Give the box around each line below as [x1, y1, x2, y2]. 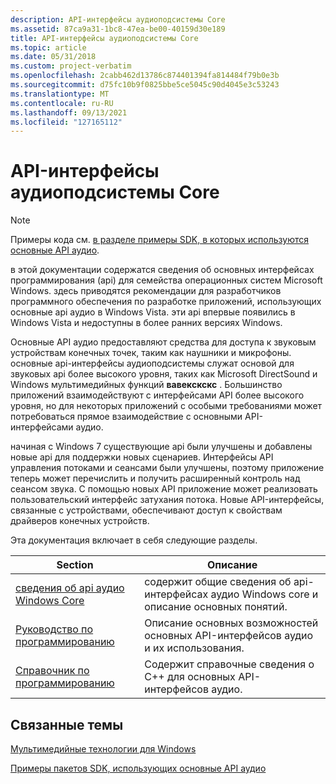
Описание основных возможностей [144, 616, 319, 630]
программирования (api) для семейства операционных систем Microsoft [10, 274, 323, 286]
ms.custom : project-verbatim [10, 61, 132, 71]
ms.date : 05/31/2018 [10, 52, 97, 62]
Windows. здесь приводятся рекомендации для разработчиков [10, 285, 282, 297]
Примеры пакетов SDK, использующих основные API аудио [10, 762, 267, 774]
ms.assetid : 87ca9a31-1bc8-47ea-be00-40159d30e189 [10, 24, 226, 34]
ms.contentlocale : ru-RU [10, 98, 114, 108]
